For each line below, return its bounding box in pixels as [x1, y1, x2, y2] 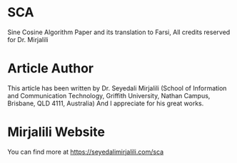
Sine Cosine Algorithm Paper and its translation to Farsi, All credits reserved [7, 28, 231, 36]
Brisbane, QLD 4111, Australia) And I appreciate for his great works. [7, 99, 204, 107]
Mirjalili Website [7, 124, 106, 140]
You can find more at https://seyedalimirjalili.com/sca [7, 147, 164, 156]
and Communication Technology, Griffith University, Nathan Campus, [7, 91, 211, 100]
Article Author [7, 61, 94, 77]
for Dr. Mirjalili [7, 35, 49, 43]
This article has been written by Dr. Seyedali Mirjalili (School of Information [7, 83, 227, 93]
